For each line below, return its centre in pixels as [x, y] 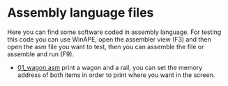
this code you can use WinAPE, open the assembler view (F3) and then [109, 39]
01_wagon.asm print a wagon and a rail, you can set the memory [110, 67]
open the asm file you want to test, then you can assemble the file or [106, 46]
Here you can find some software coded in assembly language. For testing [114, 32]
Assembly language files [81, 13]
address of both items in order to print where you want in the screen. [116, 75]
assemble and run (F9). [41, 54]
